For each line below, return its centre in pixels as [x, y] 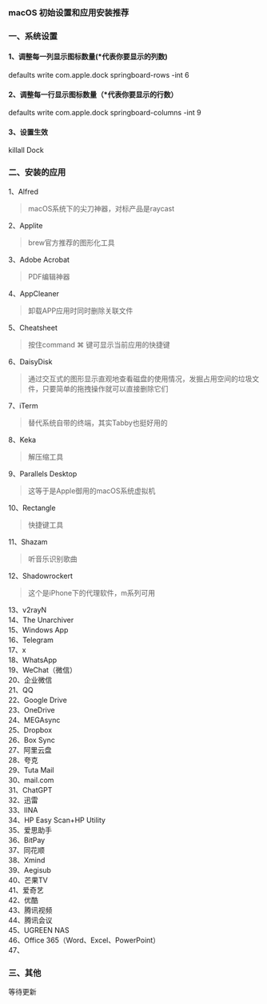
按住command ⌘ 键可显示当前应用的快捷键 [99, 344]
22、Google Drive [38, 700]
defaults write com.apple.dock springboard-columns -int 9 [105, 113]
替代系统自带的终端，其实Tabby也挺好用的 [98, 423]
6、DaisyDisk [30, 361]
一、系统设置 [33, 36]
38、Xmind [27, 860]
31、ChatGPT [30, 789]
